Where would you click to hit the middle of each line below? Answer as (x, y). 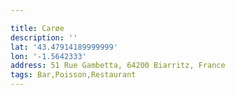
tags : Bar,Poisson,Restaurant (73, 75)
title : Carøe (37, 28)
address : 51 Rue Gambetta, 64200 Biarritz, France (118, 66)
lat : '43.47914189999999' (64, 47)
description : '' (44, 37)
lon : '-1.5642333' (48, 56)
